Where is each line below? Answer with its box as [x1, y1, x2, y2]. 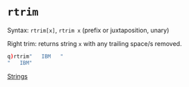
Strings [7, 72, 28, 80]
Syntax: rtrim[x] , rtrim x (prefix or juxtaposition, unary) [7, 26, 170, 34]
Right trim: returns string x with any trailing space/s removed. [7, 39, 182, 47]
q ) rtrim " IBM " [7, 53, 64, 60]
